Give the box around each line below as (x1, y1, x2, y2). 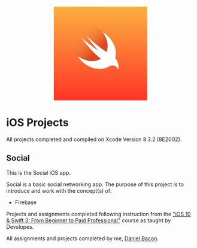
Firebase (14, 199, 37, 206)
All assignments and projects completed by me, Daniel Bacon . (6, 235, 159, 242)
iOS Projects (6, 116, 69, 130)
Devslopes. (6, 223, 34, 230)
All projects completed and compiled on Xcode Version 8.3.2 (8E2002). (6, 136, 182, 143)
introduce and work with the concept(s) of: (6, 187, 112, 194)
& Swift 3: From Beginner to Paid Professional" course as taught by (6, 217, 171, 224)
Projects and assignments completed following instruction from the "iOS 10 (6, 210, 191, 217)
